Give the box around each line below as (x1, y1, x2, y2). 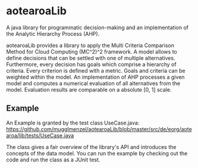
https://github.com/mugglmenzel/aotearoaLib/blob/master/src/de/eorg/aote (6, 125, 192, 132)
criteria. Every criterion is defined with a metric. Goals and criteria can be (6, 67, 186, 74)
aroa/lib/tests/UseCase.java (6, 132, 74, 139)
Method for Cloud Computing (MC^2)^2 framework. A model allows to (6, 48, 177, 55)
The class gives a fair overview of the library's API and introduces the (6, 143, 177, 150)
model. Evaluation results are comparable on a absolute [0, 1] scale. (6, 86, 172, 93)
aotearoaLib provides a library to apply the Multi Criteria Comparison (6, 42, 174, 49)
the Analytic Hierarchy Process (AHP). (6, 30, 100, 37)
